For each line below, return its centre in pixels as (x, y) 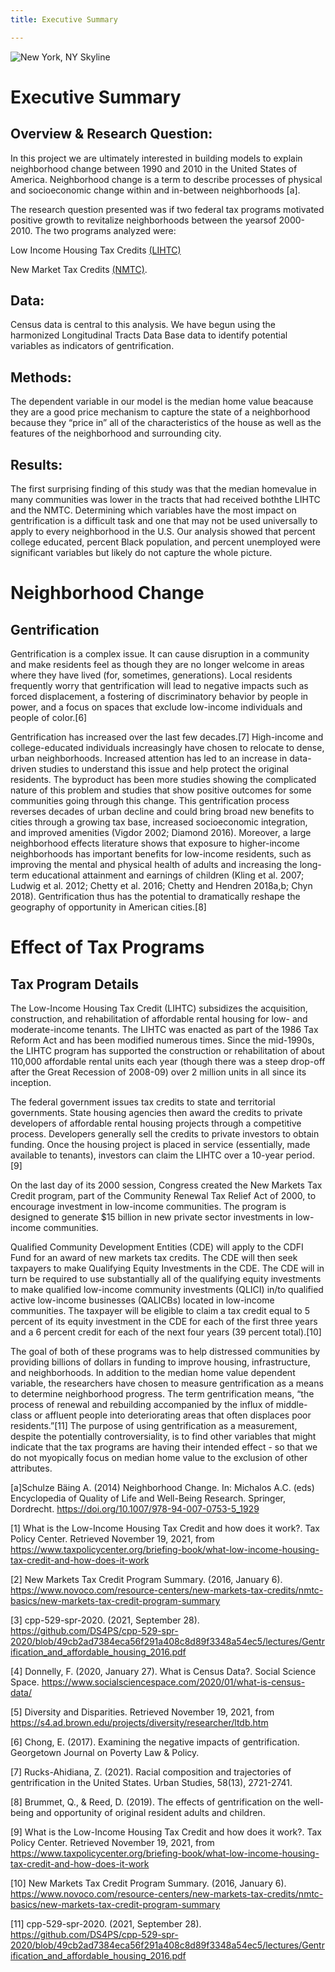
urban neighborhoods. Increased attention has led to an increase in (149, 758)
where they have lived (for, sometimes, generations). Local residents (151, 675)
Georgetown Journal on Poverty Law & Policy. (105, 1753)
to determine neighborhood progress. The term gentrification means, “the (162, 1394)
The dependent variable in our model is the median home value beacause (162, 402)
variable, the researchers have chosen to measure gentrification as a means (167, 1383)
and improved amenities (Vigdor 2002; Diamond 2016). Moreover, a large (161, 833)
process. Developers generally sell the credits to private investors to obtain (165, 1134)
